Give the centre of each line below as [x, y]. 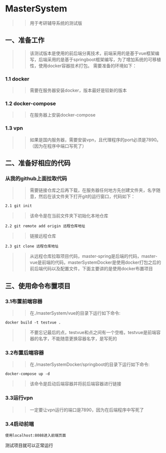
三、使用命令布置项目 [38, 286]
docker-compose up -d [28, 374]
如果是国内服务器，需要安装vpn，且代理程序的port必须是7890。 [95, 139]
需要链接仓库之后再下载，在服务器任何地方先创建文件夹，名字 [93, 190]
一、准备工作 [25, 40]
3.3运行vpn [19, 398]
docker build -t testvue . [33, 323]
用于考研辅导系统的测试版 [56, 23]
